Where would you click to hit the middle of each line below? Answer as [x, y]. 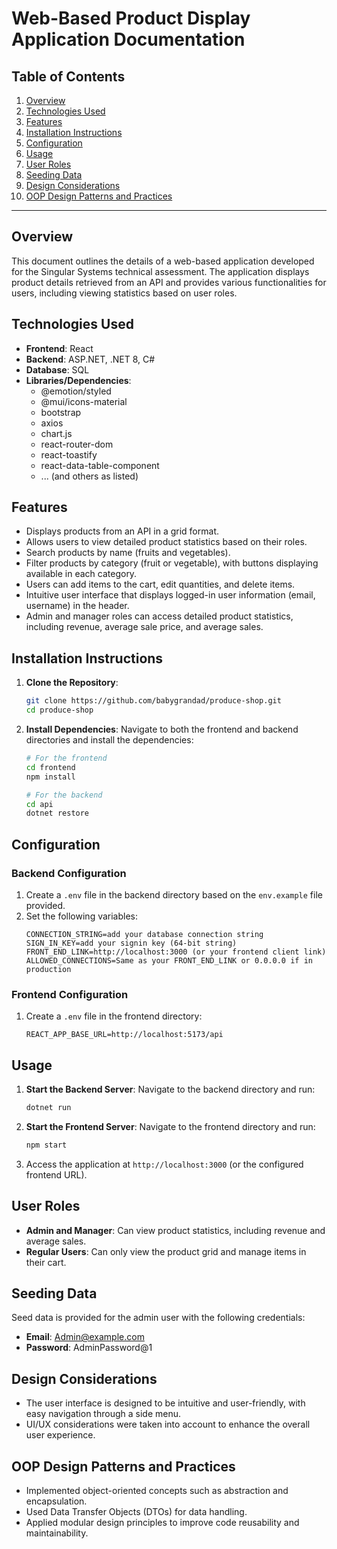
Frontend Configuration [70, 994]
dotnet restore [57, 813]
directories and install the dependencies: [109, 740]
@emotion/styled [76, 391]
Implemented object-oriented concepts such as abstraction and [157, 1491]
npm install [50, 777]
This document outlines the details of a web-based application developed [163, 261]
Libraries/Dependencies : [78, 380]
